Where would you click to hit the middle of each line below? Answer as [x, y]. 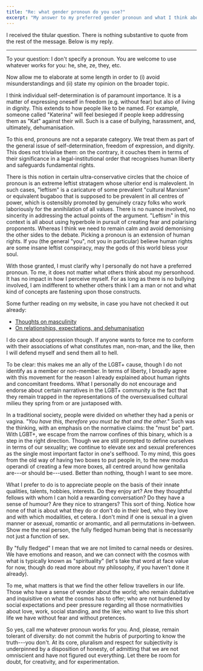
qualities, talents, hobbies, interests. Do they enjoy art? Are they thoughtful [99, 491]
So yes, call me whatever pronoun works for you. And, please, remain [93, 629]
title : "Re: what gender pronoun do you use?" [66, 12]
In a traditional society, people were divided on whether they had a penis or [100, 415]
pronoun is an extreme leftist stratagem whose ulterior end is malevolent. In [100, 183]
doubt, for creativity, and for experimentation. [63, 661]
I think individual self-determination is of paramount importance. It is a [94, 95]
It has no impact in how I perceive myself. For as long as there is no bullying [101, 278]
